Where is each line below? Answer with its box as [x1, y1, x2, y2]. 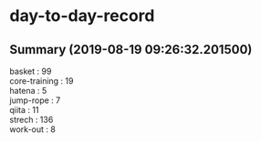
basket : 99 [9, 66, 52, 76]
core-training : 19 [9, 76, 74, 86]
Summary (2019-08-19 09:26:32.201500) [9, 42, 253, 57]
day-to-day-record [9, 5, 155, 26]
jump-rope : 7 [9, 95, 61, 106]
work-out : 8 [9, 124, 57, 135]
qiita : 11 [9, 105, 39, 115]
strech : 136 [9, 115, 54, 125]
